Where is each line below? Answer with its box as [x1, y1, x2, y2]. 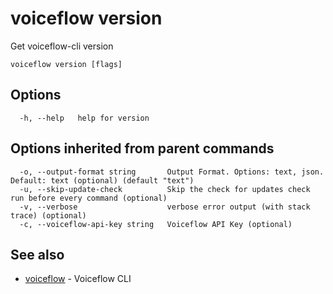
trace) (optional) [10, 210, 87, 221]
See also [10, 246, 65, 263]
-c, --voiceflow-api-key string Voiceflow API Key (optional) [19, 219, 293, 229]
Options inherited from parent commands [10, 140, 275, 157]
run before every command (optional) [10, 193, 168, 203]
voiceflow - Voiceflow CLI [24, 273, 132, 285]
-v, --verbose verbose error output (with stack [19, 202, 311, 212]
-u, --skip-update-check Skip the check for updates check [19, 184, 311, 194]
